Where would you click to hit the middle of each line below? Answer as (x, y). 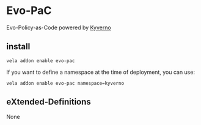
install (18, 47)
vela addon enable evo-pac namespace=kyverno (65, 83)
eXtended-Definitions (49, 102)
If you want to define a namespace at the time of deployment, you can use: (101, 72)
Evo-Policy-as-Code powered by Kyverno (59, 27)
